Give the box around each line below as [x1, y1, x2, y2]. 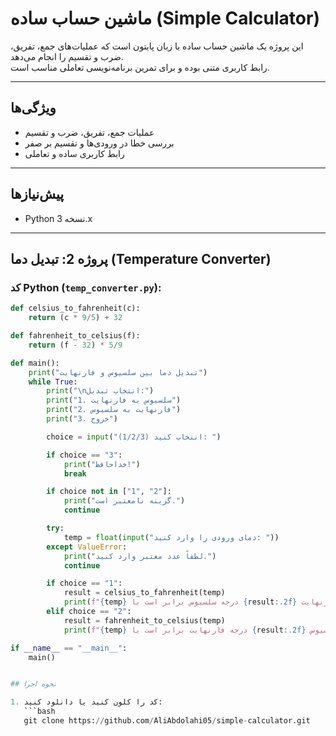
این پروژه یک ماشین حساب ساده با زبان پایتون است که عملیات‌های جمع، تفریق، [10, 40, 304, 52]
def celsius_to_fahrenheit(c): [10, 303, 141, 314]
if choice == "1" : [46, 578, 123, 589]
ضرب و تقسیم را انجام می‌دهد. [10, 50, 124, 62]
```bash [23, 707, 56, 717]
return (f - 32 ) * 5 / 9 [28, 340, 123, 350]
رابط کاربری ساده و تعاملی [24, 147, 125, 159]
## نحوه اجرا [10, 679, 57, 689]
